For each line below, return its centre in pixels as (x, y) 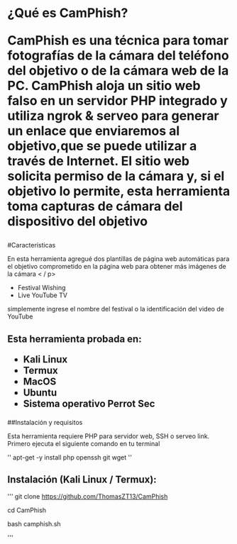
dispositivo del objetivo (77, 222)
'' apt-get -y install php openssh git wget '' (70, 457)
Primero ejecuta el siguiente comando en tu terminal (84, 443)
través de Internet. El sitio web (99, 161)
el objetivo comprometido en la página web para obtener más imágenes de (117, 267)
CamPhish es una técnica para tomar (118, 41)
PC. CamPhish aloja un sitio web (104, 86)
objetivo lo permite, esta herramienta (119, 191)
